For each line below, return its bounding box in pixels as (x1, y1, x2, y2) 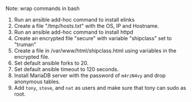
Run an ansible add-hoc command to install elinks (14, 16, 135, 23)
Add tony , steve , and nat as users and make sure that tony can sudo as (14, 85, 186, 91)
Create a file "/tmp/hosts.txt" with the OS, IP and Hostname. (14, 23, 160, 29)
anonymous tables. (14, 78, 60, 85)
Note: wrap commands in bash (5, 5, 80, 12)
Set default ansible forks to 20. (14, 59, 89, 66)
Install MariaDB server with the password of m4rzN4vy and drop (14, 72, 166, 79)
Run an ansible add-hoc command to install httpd (14, 29, 133, 36)
